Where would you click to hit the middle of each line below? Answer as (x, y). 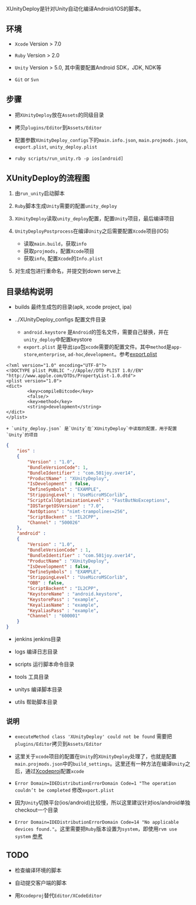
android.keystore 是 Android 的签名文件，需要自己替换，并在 (96, 332)
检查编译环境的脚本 (38, 870)
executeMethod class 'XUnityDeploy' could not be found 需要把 (93, 736)
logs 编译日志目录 (36, 652)
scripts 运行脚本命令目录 (45, 664)
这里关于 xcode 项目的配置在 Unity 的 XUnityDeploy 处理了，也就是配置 (96, 756)
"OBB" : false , (46, 583)
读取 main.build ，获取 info (55, 244)
